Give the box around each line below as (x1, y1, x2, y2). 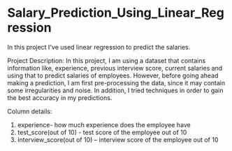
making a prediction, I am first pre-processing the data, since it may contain (7, 78, 226, 87)
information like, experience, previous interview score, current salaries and (7, 64, 223, 72)
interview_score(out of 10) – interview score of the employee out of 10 (17, 135, 219, 144)
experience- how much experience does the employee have (17, 120, 191, 129)
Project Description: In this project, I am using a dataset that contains (7, 56, 206, 64)
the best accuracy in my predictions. (7, 93, 113, 102)
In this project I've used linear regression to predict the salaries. (7, 43, 191, 51)
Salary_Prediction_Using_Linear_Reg (7, 5, 225, 21)
